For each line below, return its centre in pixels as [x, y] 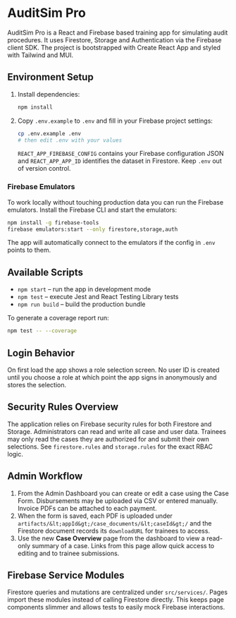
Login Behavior [41, 353]
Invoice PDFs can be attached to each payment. [87, 508]
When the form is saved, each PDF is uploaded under [95, 516]
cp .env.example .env [49, 133]
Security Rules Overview [63, 407]
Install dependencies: [49, 94]
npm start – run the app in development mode [84, 289]
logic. [15, 454]
